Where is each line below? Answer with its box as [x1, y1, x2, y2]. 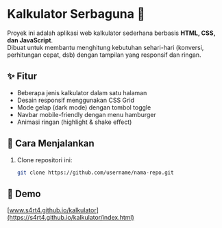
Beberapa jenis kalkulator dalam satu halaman [16, 88, 147, 97]
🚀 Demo [7, 188, 41, 199]
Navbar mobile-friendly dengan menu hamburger [16, 110, 156, 118]
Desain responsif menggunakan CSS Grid [16, 96, 135, 104]
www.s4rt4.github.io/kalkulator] [9, 206, 99, 214]
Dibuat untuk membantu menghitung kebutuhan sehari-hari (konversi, [7, 43, 204, 51]
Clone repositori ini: [16, 155, 73, 164]
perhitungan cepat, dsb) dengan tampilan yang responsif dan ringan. [7, 51, 201, 59]
